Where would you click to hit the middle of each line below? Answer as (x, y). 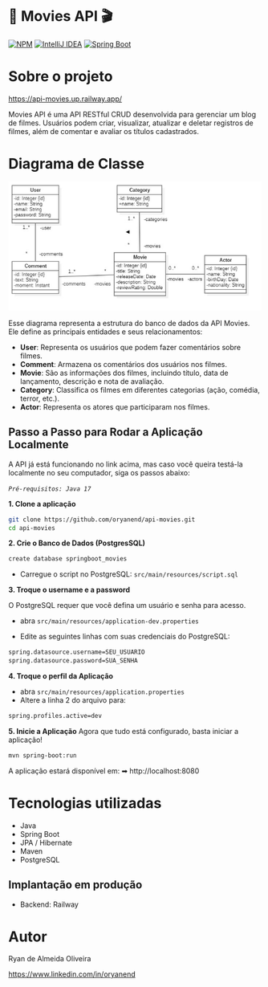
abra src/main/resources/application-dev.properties (109, 621)
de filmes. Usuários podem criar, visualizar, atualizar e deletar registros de (131, 123)
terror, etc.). (40, 398)
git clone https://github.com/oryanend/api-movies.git (102, 520)
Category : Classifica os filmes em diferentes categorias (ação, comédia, (140, 389)
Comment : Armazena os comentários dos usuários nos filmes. (123, 364)
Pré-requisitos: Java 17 (50, 489)
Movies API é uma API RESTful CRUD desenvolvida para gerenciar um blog (132, 114)
